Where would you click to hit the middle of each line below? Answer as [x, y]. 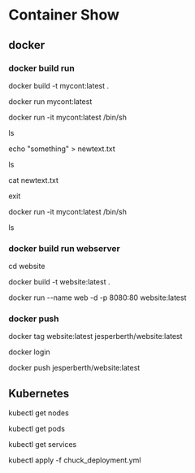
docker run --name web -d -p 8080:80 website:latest [97, 297]
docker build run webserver [64, 248]
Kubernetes [39, 393]
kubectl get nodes [39, 413]
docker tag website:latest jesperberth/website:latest [95, 336]
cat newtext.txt [34, 180]
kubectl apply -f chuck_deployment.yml [75, 460]
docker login [29, 352]
